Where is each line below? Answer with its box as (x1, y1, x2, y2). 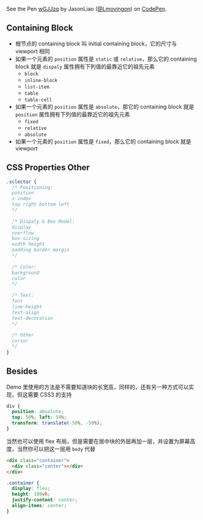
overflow (12, 229, 34, 236)
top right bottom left (12, 201, 70, 207)
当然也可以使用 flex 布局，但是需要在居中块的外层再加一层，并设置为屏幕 (6, 437, 190, 445)
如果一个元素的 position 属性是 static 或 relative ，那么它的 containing (15, 55, 197, 62)
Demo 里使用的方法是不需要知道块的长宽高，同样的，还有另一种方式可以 (6, 383, 189, 390)
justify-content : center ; (12, 497, 78, 503)
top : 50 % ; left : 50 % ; (12, 414, 67, 421)
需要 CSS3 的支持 (27, 391, 72, 398)
